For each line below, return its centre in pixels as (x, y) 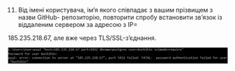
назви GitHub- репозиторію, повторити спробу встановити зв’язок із (120, 17)
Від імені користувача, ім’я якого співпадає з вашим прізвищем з (115, 10)
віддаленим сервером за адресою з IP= (78, 24)
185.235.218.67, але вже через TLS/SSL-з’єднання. (82, 38)
